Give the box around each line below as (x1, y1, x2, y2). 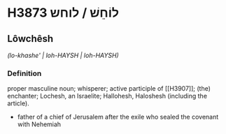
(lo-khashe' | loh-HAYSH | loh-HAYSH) (7, 51, 119, 59)
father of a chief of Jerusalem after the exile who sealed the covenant (17, 113, 219, 121)
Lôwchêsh (7, 33, 54, 45)
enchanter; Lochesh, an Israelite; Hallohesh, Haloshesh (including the (7, 92, 208, 100)
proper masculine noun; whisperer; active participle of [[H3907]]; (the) (7, 84, 211, 93)
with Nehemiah (17, 120, 62, 128)
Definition (7, 68, 42, 78)
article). (7, 99, 29, 107)
